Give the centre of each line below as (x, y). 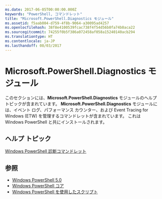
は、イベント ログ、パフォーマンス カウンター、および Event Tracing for (77, 110)
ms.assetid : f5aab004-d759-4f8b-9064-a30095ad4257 (57, 23)
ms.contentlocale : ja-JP (30, 41)
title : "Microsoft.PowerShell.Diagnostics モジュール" (59, 18)
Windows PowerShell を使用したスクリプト (55, 192)
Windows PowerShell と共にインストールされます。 (56, 122)
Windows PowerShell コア (38, 186)
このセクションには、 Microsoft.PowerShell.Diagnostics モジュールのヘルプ (81, 98)
